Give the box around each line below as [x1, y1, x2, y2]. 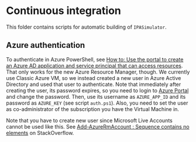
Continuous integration [6, 4, 122, 18]
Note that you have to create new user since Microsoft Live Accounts [6, 117, 173, 124]
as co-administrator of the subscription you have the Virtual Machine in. [6, 105, 180, 112]
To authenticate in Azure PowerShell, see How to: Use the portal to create [6, 56, 184, 63]
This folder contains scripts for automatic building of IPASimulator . [6, 23, 167, 30]
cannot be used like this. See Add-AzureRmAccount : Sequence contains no [6, 123, 190, 130]
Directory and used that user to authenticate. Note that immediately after [6, 81, 181, 88]
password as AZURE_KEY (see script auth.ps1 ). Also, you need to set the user [6, 99, 188, 106]
